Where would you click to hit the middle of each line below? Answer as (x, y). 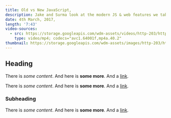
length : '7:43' (21, 24)
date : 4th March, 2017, (31, 19)
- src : (17, 34)
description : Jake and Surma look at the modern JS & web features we (82, 15)
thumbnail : (17, 43)
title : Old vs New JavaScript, (38, 10)
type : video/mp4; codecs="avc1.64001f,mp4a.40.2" (68, 39)
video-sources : (21, 29)
